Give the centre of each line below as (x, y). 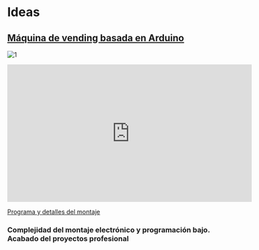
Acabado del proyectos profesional (68, 238)
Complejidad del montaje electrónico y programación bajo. (109, 230)
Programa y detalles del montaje (54, 212)
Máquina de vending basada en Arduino (96, 38)
